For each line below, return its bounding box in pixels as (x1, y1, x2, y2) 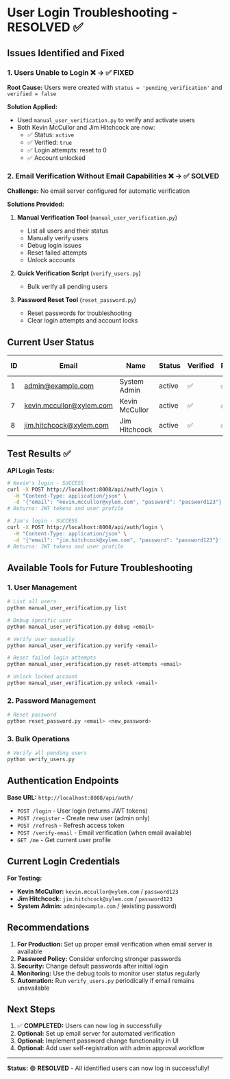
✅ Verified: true (27, 138, 73, 146)
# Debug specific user (7, 616, 72, 624)
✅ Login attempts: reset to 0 (27, 146, 107, 154)
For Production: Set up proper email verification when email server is (16, 940, 213, 948)
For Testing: (7, 874, 42, 882)
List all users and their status (27, 227, 109, 235)
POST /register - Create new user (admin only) (16, 813, 151, 822)
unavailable (16, 984, 50, 992)
